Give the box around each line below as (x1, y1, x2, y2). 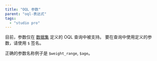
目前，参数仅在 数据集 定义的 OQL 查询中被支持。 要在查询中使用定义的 (5, 34, 148, 40)
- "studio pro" (9, 20, 40, 25)
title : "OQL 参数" (5, 7, 41, 12)
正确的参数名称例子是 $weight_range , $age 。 (5, 50, 93, 56)
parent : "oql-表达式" (5, 12, 47, 16)
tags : (5, 16, 16, 21)
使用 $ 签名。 (17, 40, 44, 46)
